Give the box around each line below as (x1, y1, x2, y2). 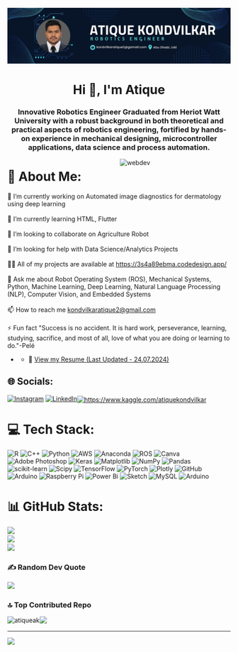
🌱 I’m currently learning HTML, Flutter (7, 215, 118, 223)
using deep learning (7, 200, 66, 208)
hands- (200, 125, 227, 135)
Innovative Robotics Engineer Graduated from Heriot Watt (17, 107, 221, 117)
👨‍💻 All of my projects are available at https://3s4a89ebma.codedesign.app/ (7, 260, 227, 269)
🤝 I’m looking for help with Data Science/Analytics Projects (7, 245, 178, 254)
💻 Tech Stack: (7, 421, 95, 437)
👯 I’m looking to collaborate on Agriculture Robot (7, 230, 149, 238)
